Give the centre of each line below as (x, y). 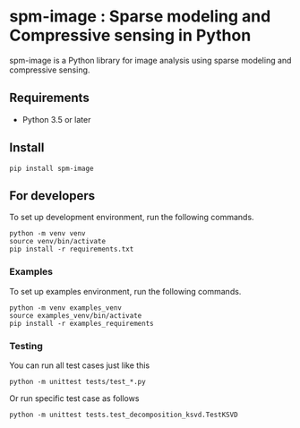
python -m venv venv (48, 234)
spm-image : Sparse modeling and (140, 17)
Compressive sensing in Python (130, 35)
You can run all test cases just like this (80, 365)
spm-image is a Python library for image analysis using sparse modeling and (150, 60)
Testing (26, 346)
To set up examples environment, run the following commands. (125, 291)
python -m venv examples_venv (66, 308)
